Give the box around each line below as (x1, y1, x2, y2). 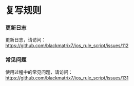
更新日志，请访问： (5, 37, 46, 43)
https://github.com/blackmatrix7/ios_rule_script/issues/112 (5, 42, 129, 49)
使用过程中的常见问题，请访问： (5, 69, 73, 75)
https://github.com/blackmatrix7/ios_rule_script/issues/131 (5, 75, 129, 81)
